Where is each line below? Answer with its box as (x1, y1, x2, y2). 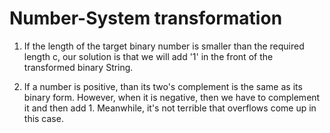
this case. (23, 112, 64, 124)
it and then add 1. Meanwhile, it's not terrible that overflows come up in (23, 102, 317, 114)
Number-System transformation (9, 7, 283, 30)
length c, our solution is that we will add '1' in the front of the (23, 50, 274, 62)
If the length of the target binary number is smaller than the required (23, 40, 305, 52)
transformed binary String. (23, 61, 134, 73)
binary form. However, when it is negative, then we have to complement (23, 91, 321, 103)
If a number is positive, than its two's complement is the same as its (23, 80, 303, 92)
